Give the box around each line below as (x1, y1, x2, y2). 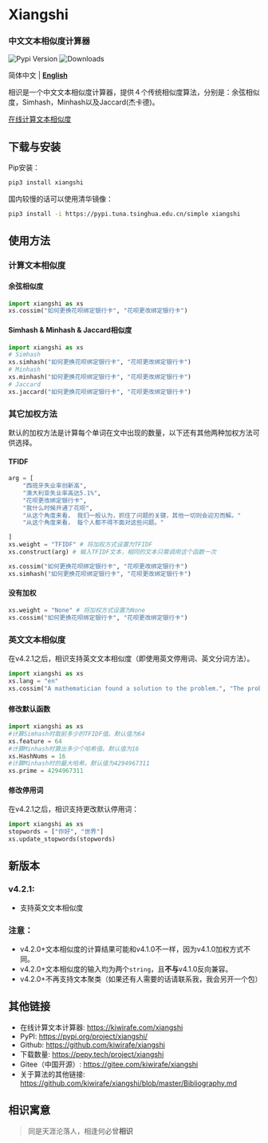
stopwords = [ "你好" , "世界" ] (8, 828, 104, 836)
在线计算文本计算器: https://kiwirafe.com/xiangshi (19, 1023, 183, 1032)
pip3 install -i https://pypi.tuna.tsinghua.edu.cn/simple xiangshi (8, 210, 241, 219)
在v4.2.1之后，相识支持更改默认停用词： (8, 804, 140, 814)
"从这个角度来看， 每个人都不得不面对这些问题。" (22, 518, 164, 527)
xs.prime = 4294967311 (8, 767, 84, 775)
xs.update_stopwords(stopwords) (8, 835, 116, 843)
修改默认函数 (8, 704, 50, 714)
